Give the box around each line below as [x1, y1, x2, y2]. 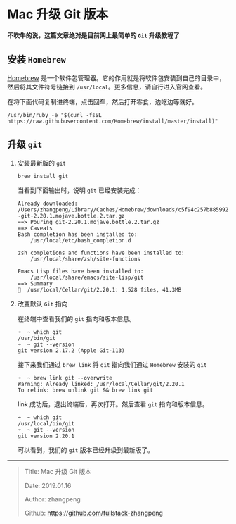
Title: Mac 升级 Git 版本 [24, 467, 92, 475]
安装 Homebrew [7, 54, 66, 65]
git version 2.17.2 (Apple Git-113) [17, 347, 125, 354]
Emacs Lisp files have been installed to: [17, 268, 144, 275]
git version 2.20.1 [17, 432, 75, 439]
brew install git [17, 173, 69, 180]
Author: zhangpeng [24, 494, 81, 504]
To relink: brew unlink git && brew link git [17, 387, 153, 394]
